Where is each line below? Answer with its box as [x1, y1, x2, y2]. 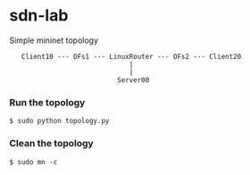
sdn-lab [9, 5, 69, 26]
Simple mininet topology [9, 35, 99, 46]
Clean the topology [9, 137, 94, 150]
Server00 [117, 75, 150, 85]
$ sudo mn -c [9, 157, 58, 166]
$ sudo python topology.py [9, 117, 110, 126]
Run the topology [9, 96, 86, 108]
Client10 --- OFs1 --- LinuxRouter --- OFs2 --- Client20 [21, 52, 242, 61]
